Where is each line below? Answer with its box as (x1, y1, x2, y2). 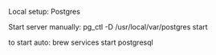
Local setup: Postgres (8, 7, 80, 16)
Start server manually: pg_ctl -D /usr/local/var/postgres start (8, 22, 208, 31)
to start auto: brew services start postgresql (8, 37, 154, 47)
